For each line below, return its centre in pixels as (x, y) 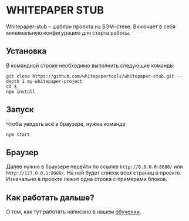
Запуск (20, 110)
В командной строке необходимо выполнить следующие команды (90, 65)
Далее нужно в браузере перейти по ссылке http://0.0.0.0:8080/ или (95, 167)
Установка (26, 51)
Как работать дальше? (50, 197)
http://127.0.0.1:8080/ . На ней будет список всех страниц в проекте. (94, 173)
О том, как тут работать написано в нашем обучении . (74, 212)
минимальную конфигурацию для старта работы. (68, 32)
